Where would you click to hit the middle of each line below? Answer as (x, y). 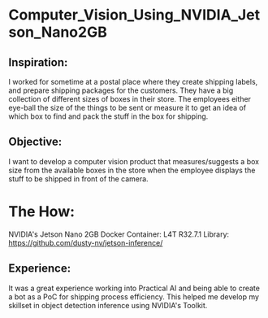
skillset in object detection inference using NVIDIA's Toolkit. (108, 305)
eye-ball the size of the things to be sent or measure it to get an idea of (127, 108)
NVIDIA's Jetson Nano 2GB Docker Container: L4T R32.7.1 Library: (119, 234)
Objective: (35, 142)
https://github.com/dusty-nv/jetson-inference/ (86, 242)
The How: (42, 211)
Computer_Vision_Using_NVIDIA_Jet (134, 15)
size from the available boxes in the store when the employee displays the (132, 170)
